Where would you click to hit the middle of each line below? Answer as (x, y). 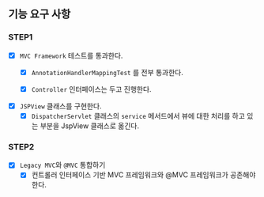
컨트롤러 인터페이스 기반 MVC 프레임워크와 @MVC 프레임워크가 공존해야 (143, 175)
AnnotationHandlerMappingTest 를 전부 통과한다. (107, 72)
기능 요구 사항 (40, 14)
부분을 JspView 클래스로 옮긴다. (90, 126)
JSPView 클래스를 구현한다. (60, 106)
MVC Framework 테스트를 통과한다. (71, 55)
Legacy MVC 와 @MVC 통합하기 (62, 165)
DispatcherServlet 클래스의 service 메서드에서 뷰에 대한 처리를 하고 (138, 116)
